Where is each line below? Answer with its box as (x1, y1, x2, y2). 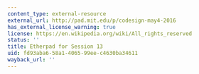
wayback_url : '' (7, 56, 55, 63)
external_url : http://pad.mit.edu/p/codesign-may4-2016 (7, 17, 176, 24)
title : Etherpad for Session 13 (7, 43, 103, 50)
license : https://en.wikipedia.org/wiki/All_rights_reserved (7, 30, 193, 37)
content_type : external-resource (7, 10, 107, 18)
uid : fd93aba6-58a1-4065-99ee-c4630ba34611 (7, 50, 139, 57)
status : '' (7, 37, 40, 44)
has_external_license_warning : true (7, 23, 116, 30)
